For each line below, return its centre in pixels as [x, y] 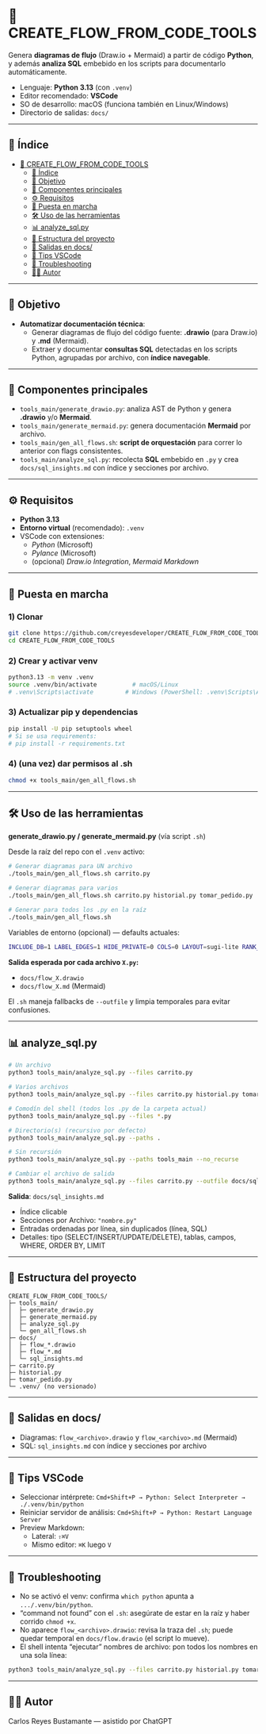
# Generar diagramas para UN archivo [70, 867]
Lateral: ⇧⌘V [50, 1536]
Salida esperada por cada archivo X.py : [74, 962]
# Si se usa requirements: [53, 736]
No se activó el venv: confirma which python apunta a [107, 1596]
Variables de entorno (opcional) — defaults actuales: [94, 932]
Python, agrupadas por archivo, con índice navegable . [121, 357]
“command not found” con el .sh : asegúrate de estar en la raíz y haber [135, 1613]
